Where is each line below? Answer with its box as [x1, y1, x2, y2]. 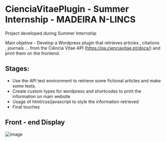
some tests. [12, 83, 36, 89]
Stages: [5, 65, 30, 73]
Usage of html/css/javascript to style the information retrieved [12, 99, 139, 105]
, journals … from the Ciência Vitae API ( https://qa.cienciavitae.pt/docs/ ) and [5, 45, 161, 51]
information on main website [12, 93, 71, 99]
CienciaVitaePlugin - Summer [5, 3, 129, 15]
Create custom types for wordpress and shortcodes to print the [12, 88, 142, 94]
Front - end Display [5, 118, 65, 127]
